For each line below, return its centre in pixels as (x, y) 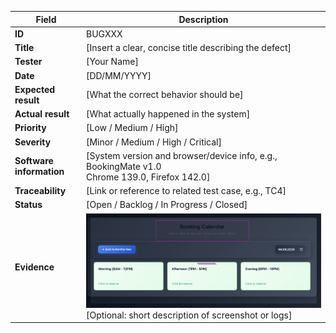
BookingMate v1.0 (124, 166)
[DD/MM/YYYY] (119, 75)
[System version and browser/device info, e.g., (182, 155)
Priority (30, 128)
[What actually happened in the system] (168, 114)
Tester (28, 62)
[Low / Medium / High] (132, 128)
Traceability (40, 190)
